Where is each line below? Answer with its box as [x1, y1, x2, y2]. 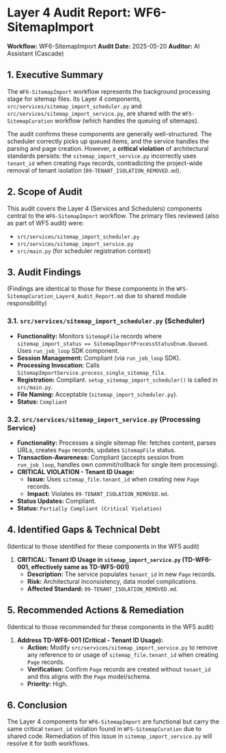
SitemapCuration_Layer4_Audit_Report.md [7, 293, 124, 300]
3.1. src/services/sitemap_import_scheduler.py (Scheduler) [7, 317, 205, 326]
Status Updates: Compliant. [16, 497, 97, 505]
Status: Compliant [16, 397, 68, 406]
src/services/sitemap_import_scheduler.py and [7, 101, 142, 110]
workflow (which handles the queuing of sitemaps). [54, 116, 199, 125]
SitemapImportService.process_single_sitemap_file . [16, 368, 166, 376]
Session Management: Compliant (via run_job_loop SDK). [16, 354, 181, 362]
